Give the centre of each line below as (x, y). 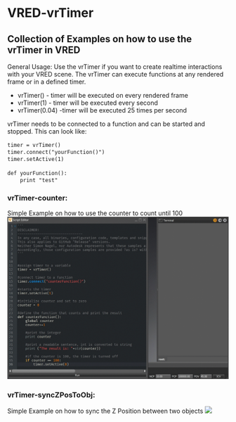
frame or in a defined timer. (47, 82)
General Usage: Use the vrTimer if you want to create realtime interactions (115, 67)
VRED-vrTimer (51, 13)
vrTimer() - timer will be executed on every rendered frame (103, 95)
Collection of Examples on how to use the (99, 39)
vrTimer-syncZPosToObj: (51, 395)
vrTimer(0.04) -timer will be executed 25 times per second (102, 110)
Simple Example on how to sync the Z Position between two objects (105, 411)
